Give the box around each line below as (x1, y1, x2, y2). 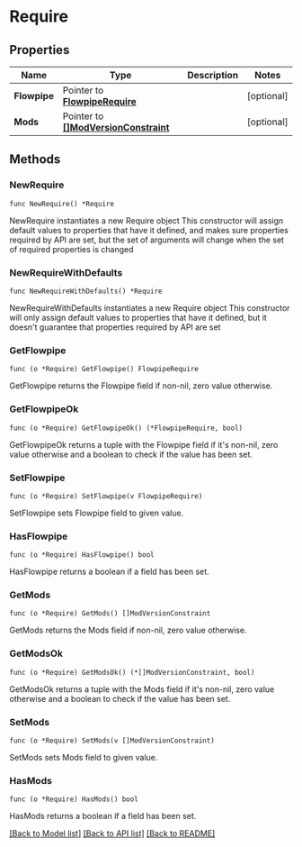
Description (187, 69, 239, 81)
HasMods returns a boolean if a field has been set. (9, 811, 197, 822)
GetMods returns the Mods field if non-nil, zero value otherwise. (9, 624, 247, 636)
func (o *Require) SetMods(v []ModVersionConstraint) (9, 736, 216, 745)
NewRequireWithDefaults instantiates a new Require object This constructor (9, 302, 290, 313)
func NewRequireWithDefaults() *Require (9, 287, 164, 296)
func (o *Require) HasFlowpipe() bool (9, 551, 155, 560)
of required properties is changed (9, 243, 134, 254)
